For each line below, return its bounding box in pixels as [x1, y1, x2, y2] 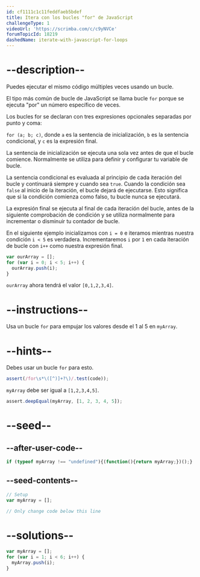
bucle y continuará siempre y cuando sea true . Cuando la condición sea [6, 180, 186, 187]
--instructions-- [6, 303, 89, 316]
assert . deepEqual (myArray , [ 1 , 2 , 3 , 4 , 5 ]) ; [6, 399, 123, 405]
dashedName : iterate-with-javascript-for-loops [6, 37, 128, 43]
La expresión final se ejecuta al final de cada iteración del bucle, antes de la [6, 204, 195, 212]
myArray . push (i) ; [11, 560, 55, 566]
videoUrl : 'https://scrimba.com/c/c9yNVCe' [6, 25, 117, 32]
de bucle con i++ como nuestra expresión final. [6, 242, 123, 249]
